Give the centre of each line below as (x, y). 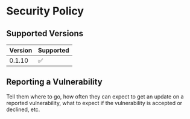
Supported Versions (45, 34)
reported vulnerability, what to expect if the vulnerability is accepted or (94, 103)
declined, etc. (23, 109)
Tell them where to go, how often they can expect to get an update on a (95, 96)
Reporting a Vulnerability (54, 82)
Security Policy (45, 11)
